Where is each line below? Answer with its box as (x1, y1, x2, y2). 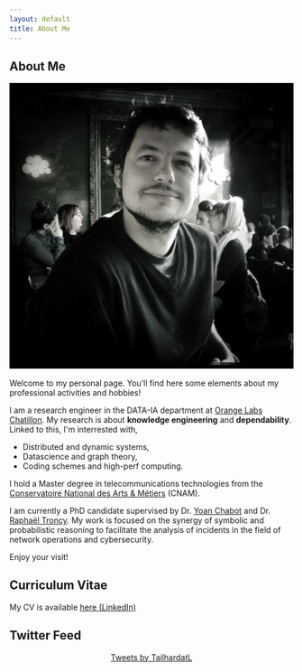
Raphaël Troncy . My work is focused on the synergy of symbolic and (9, 515, 264, 526)
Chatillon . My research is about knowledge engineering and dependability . (9, 415, 292, 425)
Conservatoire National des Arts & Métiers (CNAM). (9, 488, 200, 499)
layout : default (9, 14, 70, 23)
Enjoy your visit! (9, 552, 69, 563)
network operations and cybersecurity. (9, 534, 154, 546)
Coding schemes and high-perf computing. (22, 461, 184, 471)
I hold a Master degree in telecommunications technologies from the (9, 479, 263, 490)
